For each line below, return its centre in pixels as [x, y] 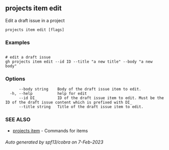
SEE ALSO [18, 120]
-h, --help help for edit [48, 94]
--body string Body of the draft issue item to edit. [80, 89]
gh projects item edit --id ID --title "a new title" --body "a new [79, 62]
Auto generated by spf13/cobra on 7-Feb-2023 [54, 142]
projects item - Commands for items [50, 130]
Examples [18, 42]
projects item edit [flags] [35, 30]
